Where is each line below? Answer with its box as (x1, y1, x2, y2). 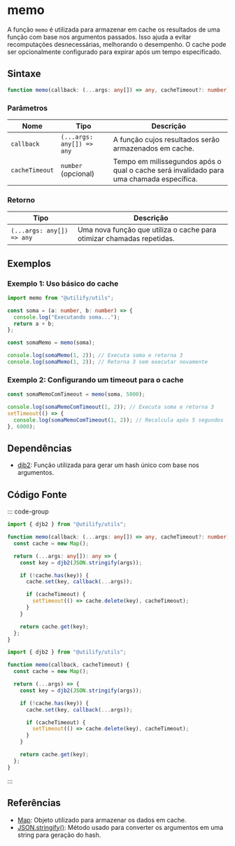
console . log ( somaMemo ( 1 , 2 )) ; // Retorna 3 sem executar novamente (7, 359, 208, 366)
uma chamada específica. (113, 174, 198, 183)
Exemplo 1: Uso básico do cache (7, 279, 119, 289)
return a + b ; (13, 320, 55, 327)
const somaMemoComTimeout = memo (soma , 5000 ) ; (7, 391, 145, 398)
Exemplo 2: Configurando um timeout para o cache (7, 375, 184, 384)
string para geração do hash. (17, 831, 101, 839)
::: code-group (7, 507, 49, 516)
